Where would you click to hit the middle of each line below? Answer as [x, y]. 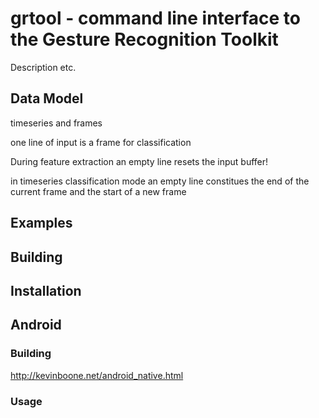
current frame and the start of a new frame [98, 191]
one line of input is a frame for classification [101, 142]
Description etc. [43, 67]
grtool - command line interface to [155, 18]
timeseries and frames [56, 123]
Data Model [47, 98]
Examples [41, 223]
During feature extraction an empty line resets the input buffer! [139, 161]
